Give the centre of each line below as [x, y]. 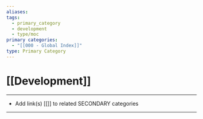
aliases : [17, 12]
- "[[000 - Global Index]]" [47, 46]
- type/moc [25, 34]
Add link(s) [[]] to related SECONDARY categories [77, 103]
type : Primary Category [36, 51]
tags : [13, 18]
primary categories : [32, 40]
